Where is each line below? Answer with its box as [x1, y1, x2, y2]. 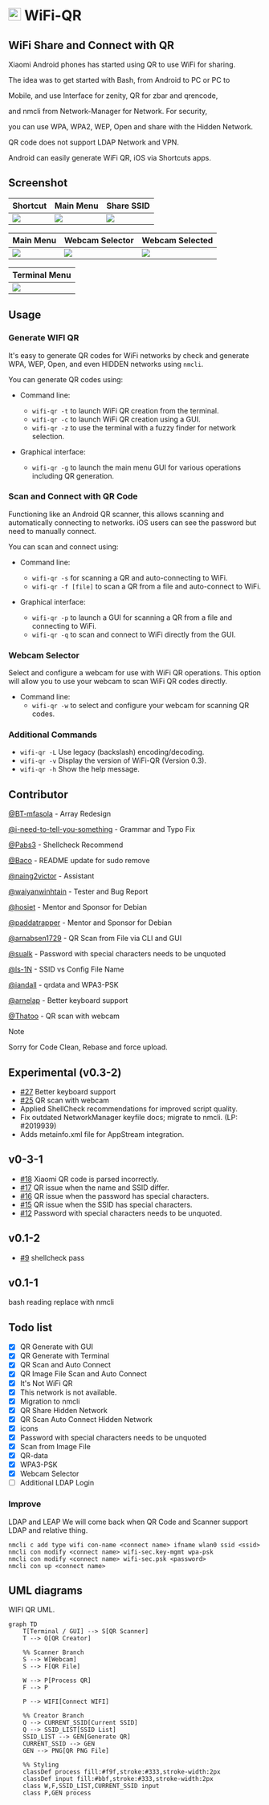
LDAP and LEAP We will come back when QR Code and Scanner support [8, 1517, 249, 1526]
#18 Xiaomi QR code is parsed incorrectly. [19, 1174, 159, 1184]
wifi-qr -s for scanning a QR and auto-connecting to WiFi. [31, 572, 228, 582]
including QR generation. [31, 471, 115, 480]
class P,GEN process [22, 1789, 92, 1797]
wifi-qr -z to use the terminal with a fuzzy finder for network [31, 422, 237, 432]
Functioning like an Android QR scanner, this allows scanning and [8, 509, 225, 519]
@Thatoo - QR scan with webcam [8, 1011, 120, 1021]
